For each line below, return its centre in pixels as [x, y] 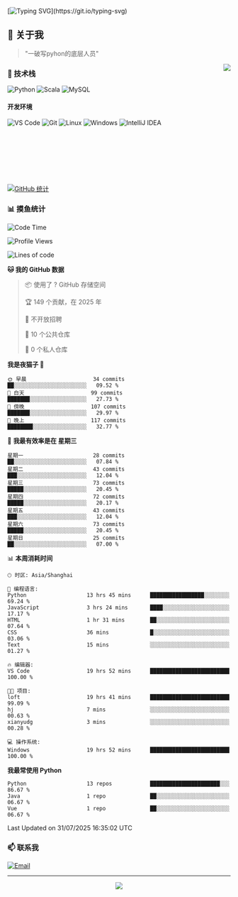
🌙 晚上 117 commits [67, 420]
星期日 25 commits [66, 538]
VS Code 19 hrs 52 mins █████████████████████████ [119, 671]
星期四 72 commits [66, 497]
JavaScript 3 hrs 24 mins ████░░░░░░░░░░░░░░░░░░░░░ [119, 607]
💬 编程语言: [23, 589]
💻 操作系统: [24, 742]
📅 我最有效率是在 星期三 [42, 441]
